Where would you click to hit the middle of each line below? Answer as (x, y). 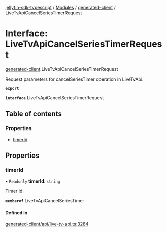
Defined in (16, 212)
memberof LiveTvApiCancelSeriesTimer (45, 201)
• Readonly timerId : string (33, 181)
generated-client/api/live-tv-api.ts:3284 (47, 224)
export (12, 88)
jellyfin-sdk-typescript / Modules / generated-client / (60, 7)
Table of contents (34, 114)
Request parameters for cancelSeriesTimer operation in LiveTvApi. (74, 79)
